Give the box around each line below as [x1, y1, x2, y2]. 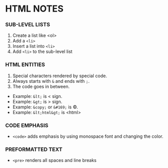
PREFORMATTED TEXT [5, 146, 63, 153]
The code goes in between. [12, 83, 70, 89]
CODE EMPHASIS [5, 122, 49, 129]
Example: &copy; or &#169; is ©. [12, 104, 78, 110]
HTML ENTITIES [5, 61, 45, 68]
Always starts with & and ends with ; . [12, 78, 90, 84]
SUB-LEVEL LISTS [5, 21, 50, 28]
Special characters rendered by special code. [12, 73, 107, 79]
